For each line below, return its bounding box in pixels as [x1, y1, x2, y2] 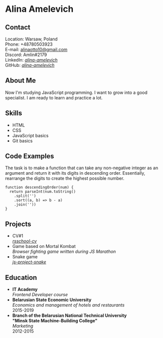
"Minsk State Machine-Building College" [12, 318, 98, 324]
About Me [5, 76, 36, 85]
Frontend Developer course [12, 292, 68, 298]
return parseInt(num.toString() [9, 189, 76, 194]
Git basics [12, 138, 33, 144]
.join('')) [14, 202, 36, 207]
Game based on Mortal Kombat [12, 244, 76, 249]
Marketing [12, 323, 33, 329]
